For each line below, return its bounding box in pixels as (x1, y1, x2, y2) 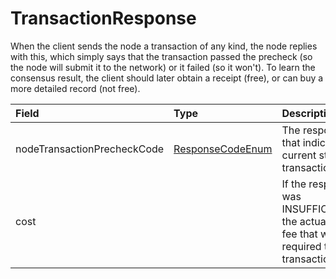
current (281, 148, 317, 162)
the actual (281, 214, 329, 228)
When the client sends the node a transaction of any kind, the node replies (10, 40, 318, 52)
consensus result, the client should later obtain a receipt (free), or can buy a (10, 72, 324, 84)
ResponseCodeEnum (173, 142, 273, 156)
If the (281, 177, 307, 191)
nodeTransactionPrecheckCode (15, 142, 165, 156)
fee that (281, 227, 318, 241)
